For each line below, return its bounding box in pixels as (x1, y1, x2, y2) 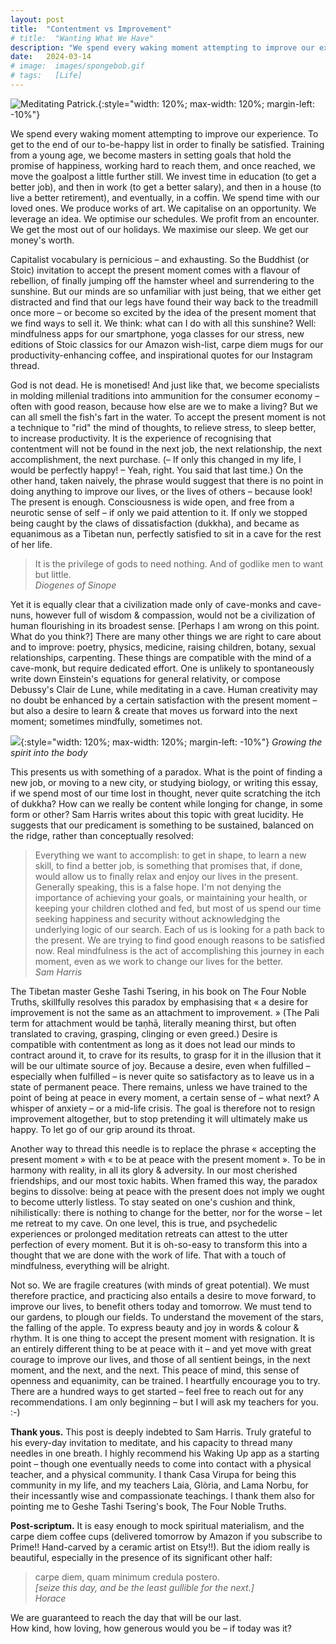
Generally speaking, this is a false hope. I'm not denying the (34, 881, 282, 893)
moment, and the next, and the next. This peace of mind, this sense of (10, 1364, 300, 1376)
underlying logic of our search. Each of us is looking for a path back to (34, 923, 325, 935)
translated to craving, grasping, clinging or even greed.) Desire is (10, 1027, 278, 1040)
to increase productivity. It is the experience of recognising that (10, 432, 272, 444)
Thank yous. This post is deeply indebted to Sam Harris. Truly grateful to (10, 1426, 312, 1438)
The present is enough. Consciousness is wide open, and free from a (10, 496, 295, 508)
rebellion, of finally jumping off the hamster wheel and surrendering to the (10, 274, 315, 286)
